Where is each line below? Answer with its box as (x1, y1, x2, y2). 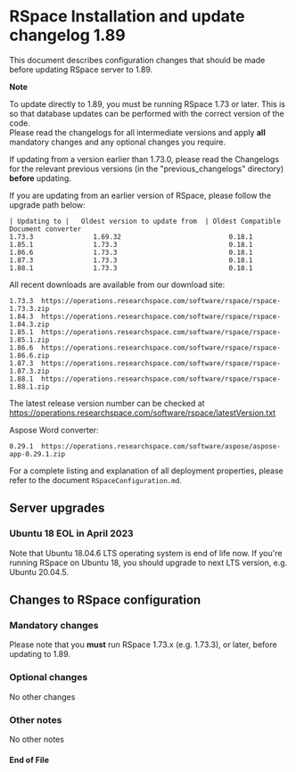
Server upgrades (9, 501, 105, 516)
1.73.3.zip (9, 304, 50, 313)
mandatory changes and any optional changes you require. (9, 136, 226, 147)
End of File (9, 754, 49, 765)
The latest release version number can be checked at (9, 398, 205, 408)
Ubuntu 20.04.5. (9, 566, 70, 577)
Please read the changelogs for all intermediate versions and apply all (9, 127, 266, 137)
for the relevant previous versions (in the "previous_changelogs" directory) (9, 163, 284, 174)
